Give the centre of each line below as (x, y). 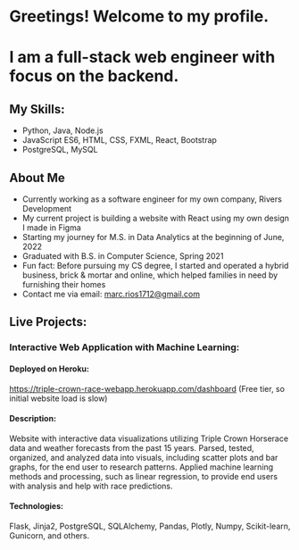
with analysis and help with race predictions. (91, 486)
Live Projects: (48, 322)
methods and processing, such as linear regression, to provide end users (144, 476)
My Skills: (37, 109)
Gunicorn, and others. (50, 535)
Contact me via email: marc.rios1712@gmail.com (111, 294)
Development (47, 208)
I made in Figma (52, 228)
